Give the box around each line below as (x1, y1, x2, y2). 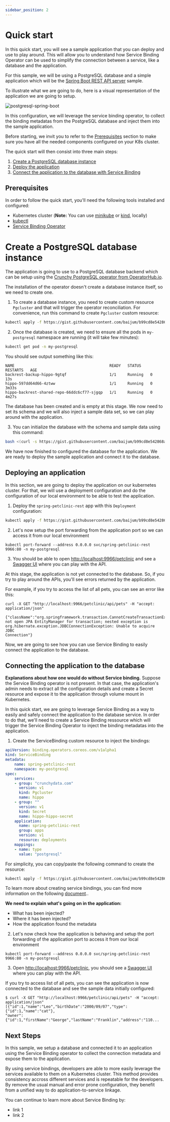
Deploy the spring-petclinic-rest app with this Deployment (12, 503, 136, 509)
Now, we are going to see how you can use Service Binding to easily (5, 641, 148, 647)
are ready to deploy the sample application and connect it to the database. (5, 453, 160, 460)
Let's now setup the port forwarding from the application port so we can (12, 527, 163, 533)
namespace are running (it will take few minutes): (36, 334, 140, 340)
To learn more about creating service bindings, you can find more (5, 885, 142, 891)
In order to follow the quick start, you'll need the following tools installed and (5, 197, 165, 203)
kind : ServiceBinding (5, 753, 51, 758)
